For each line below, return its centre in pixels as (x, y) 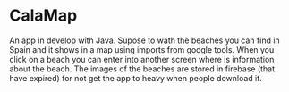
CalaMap (43, 16)
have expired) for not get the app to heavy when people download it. (136, 78)
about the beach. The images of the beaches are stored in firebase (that (142, 69)
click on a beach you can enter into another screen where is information (142, 59)
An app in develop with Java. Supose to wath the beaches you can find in (144, 40)
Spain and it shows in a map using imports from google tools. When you (142, 49)
